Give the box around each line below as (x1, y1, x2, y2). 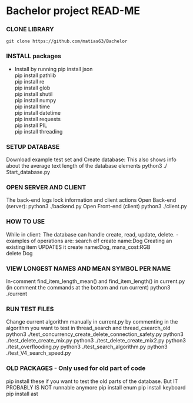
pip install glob (14, 84, 51, 91)
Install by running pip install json (14, 65, 93, 72)
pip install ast (6, 390, 38, 397)
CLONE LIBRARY (6, 25, 54, 34)
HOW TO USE (6, 218, 45, 226)
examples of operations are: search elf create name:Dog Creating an (6, 237, 172, 244)
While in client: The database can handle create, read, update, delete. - (6, 231, 179, 238)
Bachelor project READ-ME (6, 4, 141, 18)
